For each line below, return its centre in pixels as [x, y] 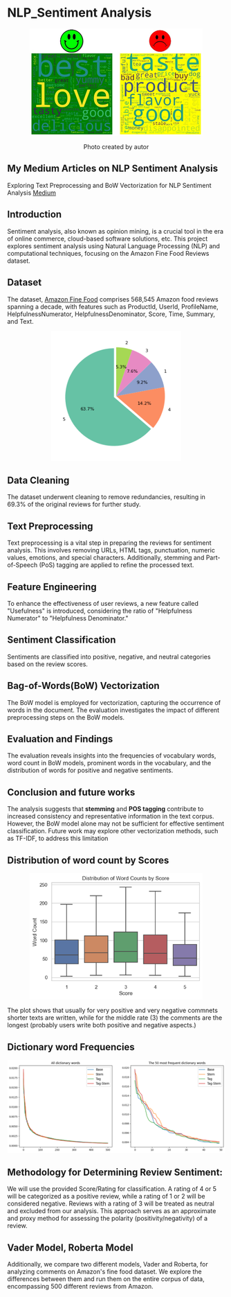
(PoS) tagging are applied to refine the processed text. [117, 565]
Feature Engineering [52, 587]
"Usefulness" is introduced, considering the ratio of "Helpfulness [100, 611]
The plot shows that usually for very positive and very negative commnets [112, 1011]
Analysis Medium [32, 193]
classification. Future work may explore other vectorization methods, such [113, 831]
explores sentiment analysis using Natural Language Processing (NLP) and [113, 246]
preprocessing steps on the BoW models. [66, 717]
